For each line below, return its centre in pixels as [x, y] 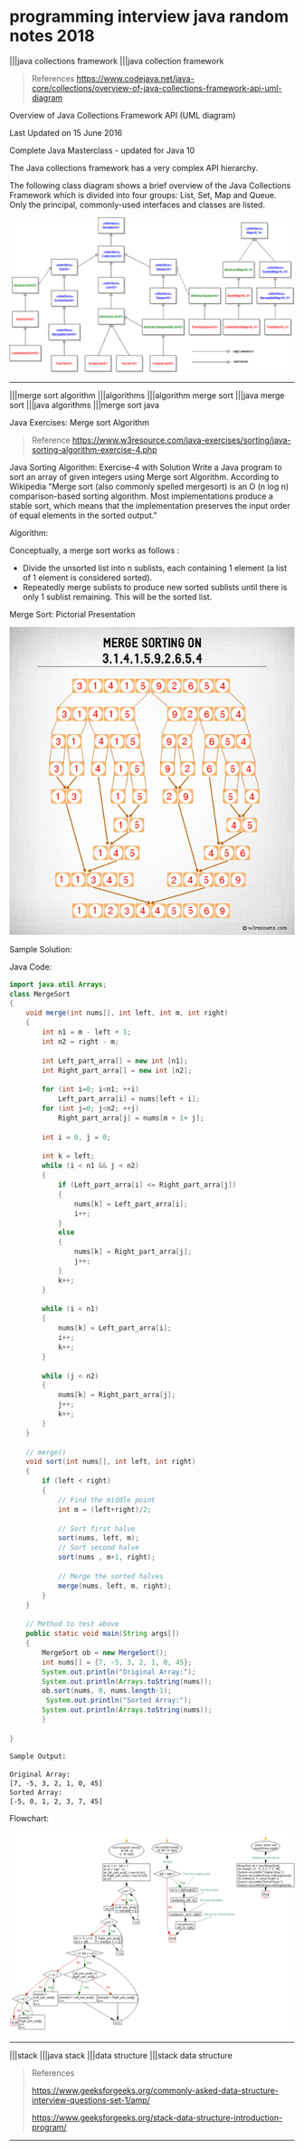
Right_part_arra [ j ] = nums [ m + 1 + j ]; [131, 1118]
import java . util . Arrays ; [58, 984]
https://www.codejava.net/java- [135, 78]
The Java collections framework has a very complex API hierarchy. [134, 167]
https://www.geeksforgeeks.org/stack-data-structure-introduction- [157, 2118]
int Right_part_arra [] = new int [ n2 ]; [117, 1070]
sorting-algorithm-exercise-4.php [94, 449]
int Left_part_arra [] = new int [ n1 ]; [115, 1061]
